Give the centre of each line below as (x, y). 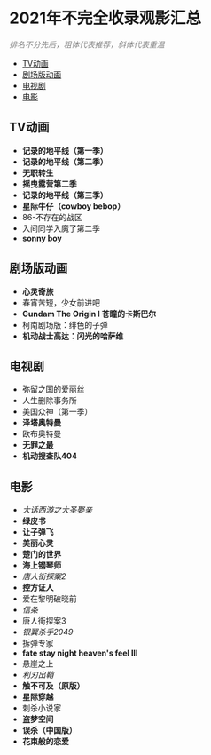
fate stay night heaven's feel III (80, 653)
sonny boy (42, 238)
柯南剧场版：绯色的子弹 (65, 324)
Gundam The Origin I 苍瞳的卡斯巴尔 (89, 314)
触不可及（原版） (53, 686)
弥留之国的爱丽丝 (53, 389)
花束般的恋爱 (45, 742)
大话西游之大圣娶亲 (57, 510)
